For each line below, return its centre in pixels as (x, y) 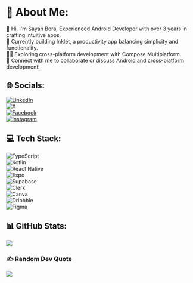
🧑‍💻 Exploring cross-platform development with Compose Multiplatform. (94, 54)
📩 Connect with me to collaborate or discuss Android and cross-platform (95, 60)
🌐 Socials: (26, 86)
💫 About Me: (38, 12)
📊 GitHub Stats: (37, 226)
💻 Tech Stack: (34, 139)
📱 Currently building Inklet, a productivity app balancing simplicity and (92, 41)
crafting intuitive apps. (34, 35)
